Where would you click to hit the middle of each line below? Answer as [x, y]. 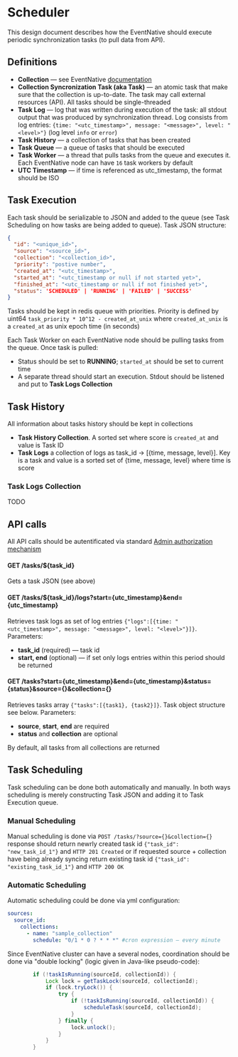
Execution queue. [33, 802]
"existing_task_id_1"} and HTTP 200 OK [66, 866]
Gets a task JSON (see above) [52, 581]
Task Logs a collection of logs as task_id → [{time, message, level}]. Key [124, 453]
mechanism [24, 549]
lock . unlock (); [93, 1027]
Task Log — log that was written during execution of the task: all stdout [122, 109]
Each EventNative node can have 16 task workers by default [105, 163]
